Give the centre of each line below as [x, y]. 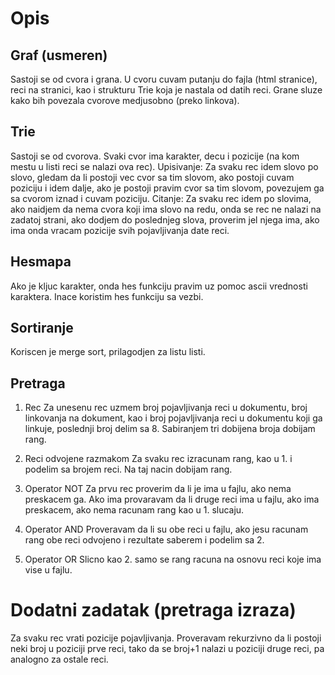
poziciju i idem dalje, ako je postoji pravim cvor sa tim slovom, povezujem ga [167, 188]
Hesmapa [41, 262]
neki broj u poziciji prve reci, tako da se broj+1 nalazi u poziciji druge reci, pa [167, 649]
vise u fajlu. [48, 570]
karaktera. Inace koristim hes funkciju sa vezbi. [107, 296]
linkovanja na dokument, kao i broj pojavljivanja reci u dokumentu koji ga [173, 418]
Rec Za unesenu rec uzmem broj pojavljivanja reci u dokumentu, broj [166, 408]
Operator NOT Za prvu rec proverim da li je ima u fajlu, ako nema [158, 489]
